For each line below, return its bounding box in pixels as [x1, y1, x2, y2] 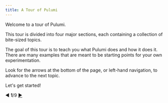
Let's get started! [5, 82, 42, 88]
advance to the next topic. [5, 72, 60, 79]
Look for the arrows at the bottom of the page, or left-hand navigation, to [5, 67, 158, 73]
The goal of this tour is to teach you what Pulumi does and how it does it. [5, 46, 158, 52]
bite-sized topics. [5, 37, 42, 43]
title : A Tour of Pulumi [5, 7, 58, 13]
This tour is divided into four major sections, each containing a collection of [5, 31, 163, 37]
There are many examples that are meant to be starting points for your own [5, 52, 162, 58]
